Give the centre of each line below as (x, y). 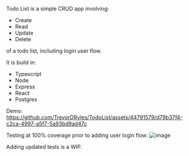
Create (23, 20)
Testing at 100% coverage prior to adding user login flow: (77, 135)
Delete (23, 39)
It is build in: (21, 62)
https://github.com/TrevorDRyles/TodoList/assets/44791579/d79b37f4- (94, 117)
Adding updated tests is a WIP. (44, 147)
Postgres (26, 99)
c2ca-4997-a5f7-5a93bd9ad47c (47, 124)
